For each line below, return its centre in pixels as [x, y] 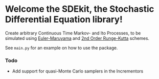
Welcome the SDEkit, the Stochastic [79, 9]
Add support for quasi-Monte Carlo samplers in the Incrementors [78, 71]
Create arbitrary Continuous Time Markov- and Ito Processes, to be [73, 33]
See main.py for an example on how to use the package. [62, 48]
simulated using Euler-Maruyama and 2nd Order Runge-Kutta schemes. [77, 38]
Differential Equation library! [64, 19]
